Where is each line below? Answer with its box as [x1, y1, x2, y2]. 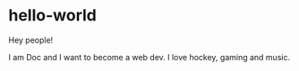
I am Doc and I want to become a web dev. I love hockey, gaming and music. [8, 51, 291, 62]
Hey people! [8, 35, 54, 45]
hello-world [8, 5, 98, 26]
